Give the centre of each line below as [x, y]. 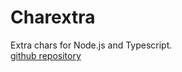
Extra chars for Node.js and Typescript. [91, 45]
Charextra [53, 17]
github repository [46, 55]
